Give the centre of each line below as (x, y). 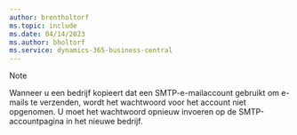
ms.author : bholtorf (48, 42)
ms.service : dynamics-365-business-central (91, 51)
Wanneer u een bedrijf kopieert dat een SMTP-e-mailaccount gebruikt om (144, 93)
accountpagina (37, 122)
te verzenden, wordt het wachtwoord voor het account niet (138, 102)
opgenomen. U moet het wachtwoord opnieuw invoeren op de (123, 112)
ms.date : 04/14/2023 (48, 34)
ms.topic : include (43, 26)
